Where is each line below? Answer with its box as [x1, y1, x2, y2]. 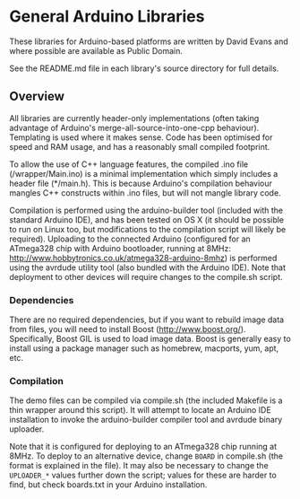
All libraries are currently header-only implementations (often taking [9, 112, 260, 123]
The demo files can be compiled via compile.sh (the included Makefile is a [9, 395, 283, 406]
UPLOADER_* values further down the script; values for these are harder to [9, 469, 278, 481]
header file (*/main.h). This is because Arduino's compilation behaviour [9, 178, 273, 188]
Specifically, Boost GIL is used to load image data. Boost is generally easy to [9, 334, 291, 345]
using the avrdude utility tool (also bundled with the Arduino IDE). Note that [9, 262, 287, 273]
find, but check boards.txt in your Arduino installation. [9, 479, 208, 490]
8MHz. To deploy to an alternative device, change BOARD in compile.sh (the [9, 451, 284, 461]
